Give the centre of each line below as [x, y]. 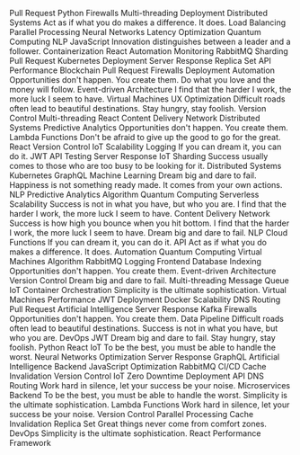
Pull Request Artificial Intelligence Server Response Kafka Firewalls [133, 309]
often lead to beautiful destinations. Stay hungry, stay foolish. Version [138, 108]
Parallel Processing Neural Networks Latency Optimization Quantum [136, 32]
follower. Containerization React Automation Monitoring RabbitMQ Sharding [149, 51]
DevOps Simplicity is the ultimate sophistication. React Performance [135, 433]
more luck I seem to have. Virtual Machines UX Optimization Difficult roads [147, 99]
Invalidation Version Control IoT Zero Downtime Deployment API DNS [137, 376]
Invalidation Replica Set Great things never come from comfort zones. [138, 424]
